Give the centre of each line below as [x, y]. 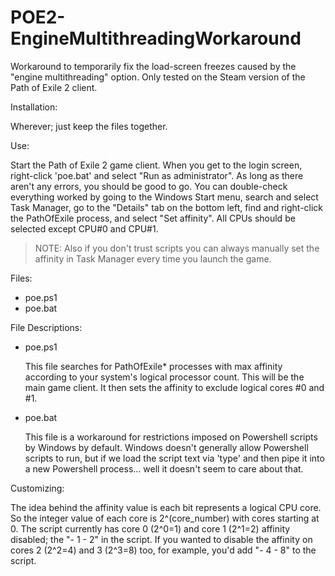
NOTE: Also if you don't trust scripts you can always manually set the [177, 248]
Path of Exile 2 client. [54, 87]
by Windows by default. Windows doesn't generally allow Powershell [166, 447]
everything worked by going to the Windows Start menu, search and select [164, 197]
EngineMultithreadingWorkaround [156, 38]
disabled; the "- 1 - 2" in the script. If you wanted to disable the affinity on [161, 539]
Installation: [34, 107]
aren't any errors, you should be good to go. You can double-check [149, 186]
